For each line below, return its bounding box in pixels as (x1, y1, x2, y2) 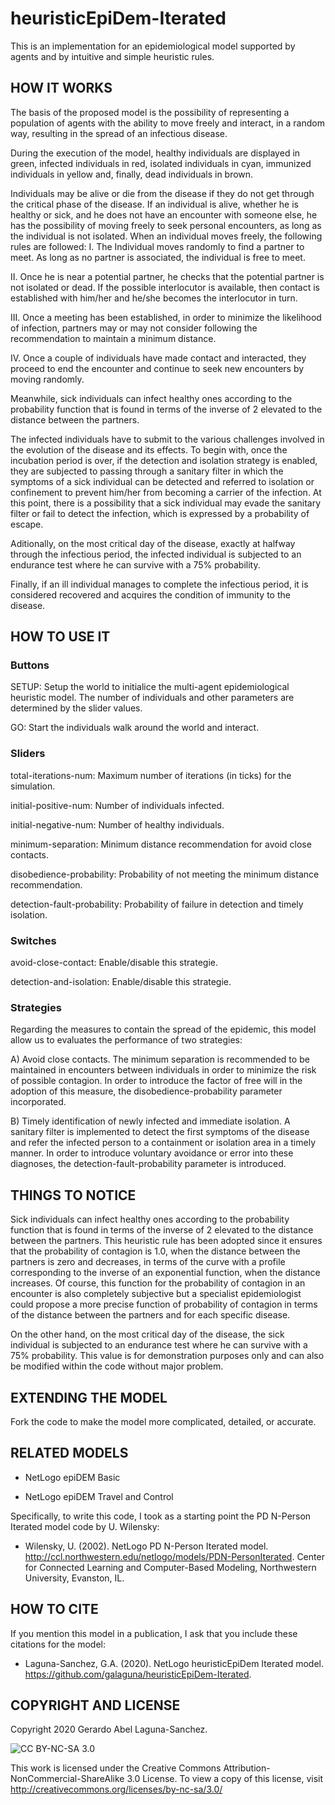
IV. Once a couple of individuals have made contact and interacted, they (10, 352, 307, 364)
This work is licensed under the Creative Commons (10, 1762, 222, 1774)
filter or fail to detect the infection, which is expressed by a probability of (10, 507, 310, 519)
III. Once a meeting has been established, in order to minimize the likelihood (10, 311, 322, 323)
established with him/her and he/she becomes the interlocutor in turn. (10, 292, 298, 304)
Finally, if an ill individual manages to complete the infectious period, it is (10, 578, 309, 590)
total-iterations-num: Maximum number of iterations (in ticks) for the (10, 769, 292, 781)
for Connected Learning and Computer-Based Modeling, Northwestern (24, 1561, 317, 1573)
